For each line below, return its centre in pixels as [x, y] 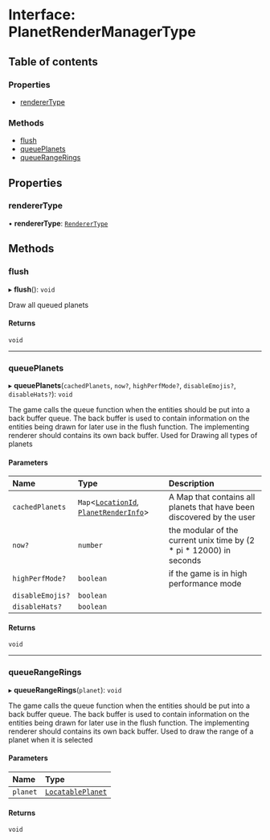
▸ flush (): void [32, 289]
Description [191, 483]
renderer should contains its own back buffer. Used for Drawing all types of [133, 436]
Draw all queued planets [49, 304]
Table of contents [53, 62]
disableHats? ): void [41, 394]
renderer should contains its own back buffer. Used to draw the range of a [131, 731]
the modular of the [203, 531]
